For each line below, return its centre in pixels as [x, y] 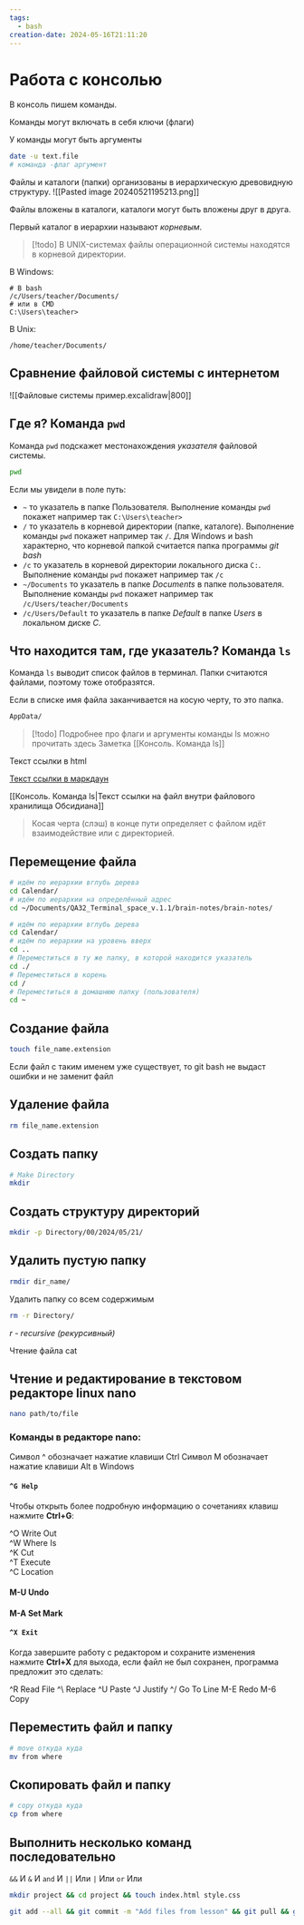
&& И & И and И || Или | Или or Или [76, 1879]
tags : [19, 18]
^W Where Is [33, 1542]
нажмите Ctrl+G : [42, 1515]
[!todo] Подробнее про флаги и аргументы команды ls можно [151, 734]
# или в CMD [32, 305]
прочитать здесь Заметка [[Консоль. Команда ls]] [128, 744]
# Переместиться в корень [58, 975]
